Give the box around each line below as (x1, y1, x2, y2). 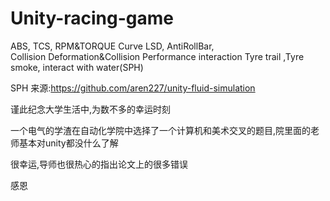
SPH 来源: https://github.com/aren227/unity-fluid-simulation (10, 82, 256, 94)
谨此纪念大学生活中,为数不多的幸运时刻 (10, 103, 172, 115)
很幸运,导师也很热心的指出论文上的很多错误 (10, 158, 189, 170)
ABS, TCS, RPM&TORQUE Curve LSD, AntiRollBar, (10, 40, 215, 52)
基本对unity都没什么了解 (18, 137, 119, 149)
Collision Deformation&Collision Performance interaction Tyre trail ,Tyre (10, 50, 305, 62)
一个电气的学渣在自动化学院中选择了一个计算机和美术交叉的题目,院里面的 (10, 124, 312, 136)
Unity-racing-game (10, 7, 174, 30)
